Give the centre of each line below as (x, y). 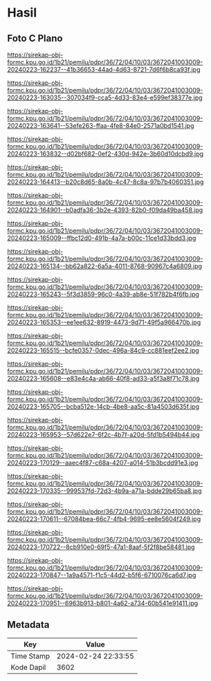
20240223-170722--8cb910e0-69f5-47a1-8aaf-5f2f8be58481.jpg (101, 547)
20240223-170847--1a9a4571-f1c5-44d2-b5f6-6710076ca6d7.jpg (102, 575)
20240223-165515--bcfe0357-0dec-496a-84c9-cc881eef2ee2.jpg (103, 350)
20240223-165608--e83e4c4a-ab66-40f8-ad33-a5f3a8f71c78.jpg (103, 379)
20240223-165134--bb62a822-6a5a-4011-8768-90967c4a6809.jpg (105, 266)
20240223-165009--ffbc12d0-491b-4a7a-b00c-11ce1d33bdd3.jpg (102, 238)
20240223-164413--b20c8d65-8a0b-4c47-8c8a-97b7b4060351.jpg (105, 182)
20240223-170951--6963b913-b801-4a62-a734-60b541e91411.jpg (103, 603)
